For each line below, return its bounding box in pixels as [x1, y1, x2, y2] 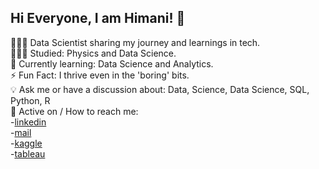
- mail [10, 126, 32, 138]
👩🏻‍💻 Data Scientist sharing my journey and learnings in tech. [10, 36, 261, 48]
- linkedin [10, 116, 47, 128]
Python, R [10, 94, 51, 106]
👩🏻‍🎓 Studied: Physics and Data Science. [10, 47, 177, 59]
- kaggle [10, 137, 43, 149]
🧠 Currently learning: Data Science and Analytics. [10, 57, 214, 70]
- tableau [10, 147, 46, 160]
